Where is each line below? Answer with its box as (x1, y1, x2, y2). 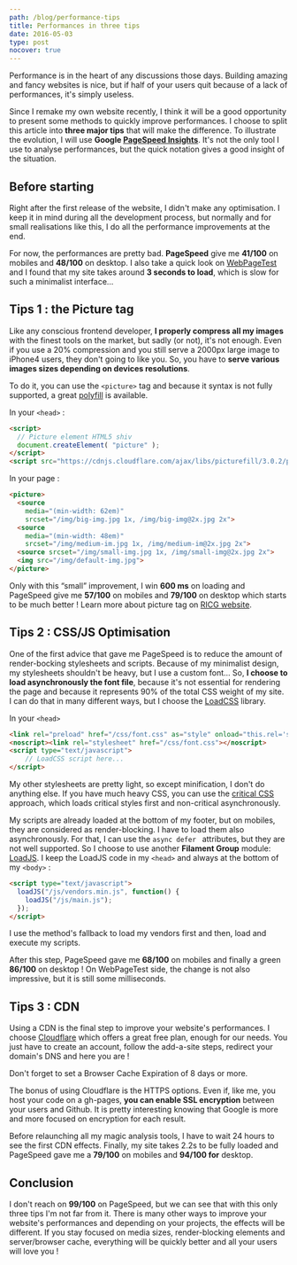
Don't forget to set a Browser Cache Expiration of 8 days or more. (9, 1068, 248, 1079)
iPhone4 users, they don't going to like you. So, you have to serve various (9, 354, 280, 364)
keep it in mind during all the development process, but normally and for (9, 212, 272, 223)
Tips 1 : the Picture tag (9, 302, 134, 317)
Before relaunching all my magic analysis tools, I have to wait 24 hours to (9, 1131, 275, 1142)
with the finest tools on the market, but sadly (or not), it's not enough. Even (9, 334, 283, 346)
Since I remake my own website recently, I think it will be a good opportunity (9, 106, 287, 117)
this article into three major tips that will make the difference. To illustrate (9, 125, 277, 136)
